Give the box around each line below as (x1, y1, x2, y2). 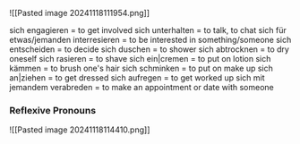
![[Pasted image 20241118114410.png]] (9, 124, 150, 135)
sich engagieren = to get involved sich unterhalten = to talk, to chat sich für (9, 25, 287, 35)
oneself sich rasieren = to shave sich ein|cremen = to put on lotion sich (9, 54, 271, 64)
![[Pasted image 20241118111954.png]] (9, 8, 150, 18)
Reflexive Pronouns (9, 104, 97, 116)
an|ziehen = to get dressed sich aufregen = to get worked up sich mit (9, 72, 266, 83)
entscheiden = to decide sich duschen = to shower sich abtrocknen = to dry (9, 44, 289, 55)
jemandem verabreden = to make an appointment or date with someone (9, 82, 275, 92)
